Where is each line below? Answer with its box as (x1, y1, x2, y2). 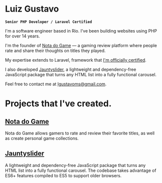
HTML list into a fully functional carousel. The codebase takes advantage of (5, 167, 157, 173)
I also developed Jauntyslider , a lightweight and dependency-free (5, 67, 137, 72)
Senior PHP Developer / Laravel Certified (5, 19, 92, 24)
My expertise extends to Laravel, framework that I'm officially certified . (5, 57, 146, 63)
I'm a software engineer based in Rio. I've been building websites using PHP (5, 28, 157, 33)
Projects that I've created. (5, 98, 112, 109)
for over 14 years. (5, 33, 40, 39)
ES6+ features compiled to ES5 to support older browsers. (5, 172, 122, 178)
